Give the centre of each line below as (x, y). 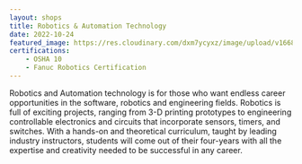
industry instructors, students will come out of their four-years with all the (146, 141)
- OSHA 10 (44, 59)
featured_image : (40, 43)
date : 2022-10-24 (42, 34)
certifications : (40, 51)
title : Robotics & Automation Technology (88, 26)
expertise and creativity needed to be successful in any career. (126, 150)
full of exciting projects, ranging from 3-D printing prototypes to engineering (151, 112)
